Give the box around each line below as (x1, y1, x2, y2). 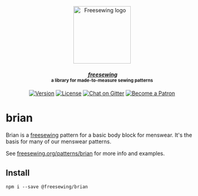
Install (5, 167, 30, 178)
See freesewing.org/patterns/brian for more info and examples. (5, 150, 166, 157)
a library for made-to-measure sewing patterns (51, 77, 153, 83)
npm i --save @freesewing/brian (5, 184, 88, 190)
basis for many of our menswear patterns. (5, 138, 112, 145)
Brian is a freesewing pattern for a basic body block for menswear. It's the (5, 132, 193, 139)
